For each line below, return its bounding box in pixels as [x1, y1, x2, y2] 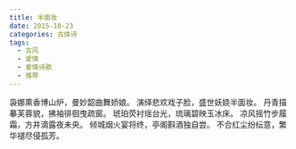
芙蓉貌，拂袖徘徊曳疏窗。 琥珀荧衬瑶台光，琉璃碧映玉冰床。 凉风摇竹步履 [16, 108, 287, 119]
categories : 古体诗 [9, 29, 78, 38]
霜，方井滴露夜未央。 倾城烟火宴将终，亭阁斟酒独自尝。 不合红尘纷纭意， [9, 119, 279, 129]
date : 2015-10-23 [9, 21, 74, 30]
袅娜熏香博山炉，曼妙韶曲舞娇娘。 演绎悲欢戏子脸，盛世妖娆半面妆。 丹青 [9, 96, 279, 107]
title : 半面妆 [9, 12, 58, 22]
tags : [9, 37, 29, 47]
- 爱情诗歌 [17, 63, 53, 72]
